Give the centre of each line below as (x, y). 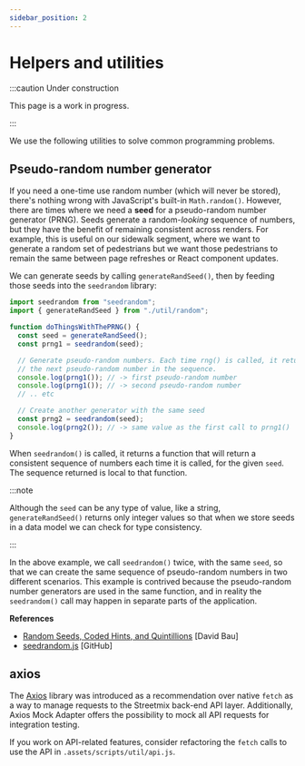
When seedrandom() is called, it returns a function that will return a (133, 453)
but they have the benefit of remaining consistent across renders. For (139, 230)
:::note (21, 490)
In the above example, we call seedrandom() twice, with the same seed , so (146, 562)
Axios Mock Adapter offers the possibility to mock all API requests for (139, 715)
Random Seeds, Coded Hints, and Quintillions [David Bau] (130, 635)
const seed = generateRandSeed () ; (83, 336)
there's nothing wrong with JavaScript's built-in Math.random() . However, (146, 201)
